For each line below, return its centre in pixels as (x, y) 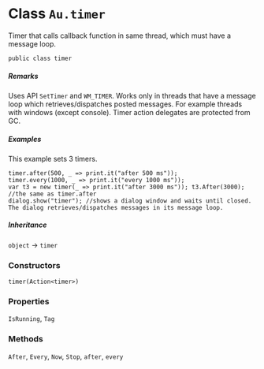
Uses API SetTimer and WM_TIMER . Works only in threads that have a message (132, 95)
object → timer (33, 244)
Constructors (34, 265)
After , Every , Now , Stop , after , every (66, 356)
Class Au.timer (57, 14)
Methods (26, 339)
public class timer (40, 58)
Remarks (23, 76)
